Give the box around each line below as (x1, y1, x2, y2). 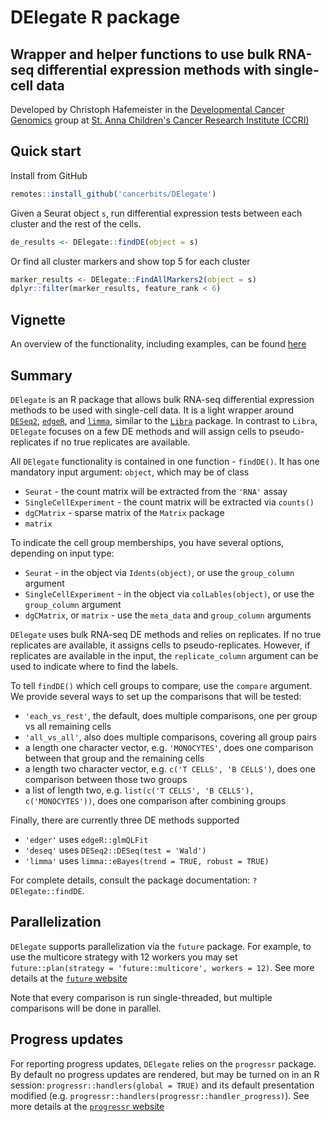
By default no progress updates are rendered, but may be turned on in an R (10, 1068, 320, 1080)
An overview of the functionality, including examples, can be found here (10, 338, 307, 350)
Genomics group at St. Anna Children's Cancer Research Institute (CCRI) (10, 114, 310, 126)
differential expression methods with (36, 61, 272, 78)
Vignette (10, 311, 66, 328)
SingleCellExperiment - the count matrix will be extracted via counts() (24, 496, 315, 508)
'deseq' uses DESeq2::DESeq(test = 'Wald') (24, 844, 207, 856)
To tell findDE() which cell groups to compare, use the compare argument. (10, 679, 313, 691)
